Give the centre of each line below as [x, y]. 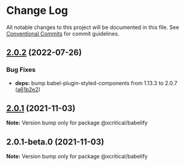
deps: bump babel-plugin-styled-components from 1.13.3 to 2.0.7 [96, 83]
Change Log [37, 11]
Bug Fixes [21, 70]
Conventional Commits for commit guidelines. [63, 33]
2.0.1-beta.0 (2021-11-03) [55, 142]
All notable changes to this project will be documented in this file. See [93, 27]
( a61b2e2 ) [28, 89]
